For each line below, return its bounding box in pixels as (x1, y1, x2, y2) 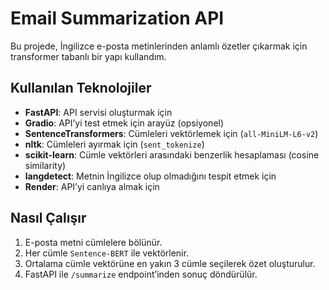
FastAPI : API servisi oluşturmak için (24, 106, 173, 118)
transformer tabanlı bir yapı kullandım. (10, 50, 167, 62)
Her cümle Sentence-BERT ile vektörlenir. (24, 247, 189, 259)
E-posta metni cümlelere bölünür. (24, 236, 163, 248)
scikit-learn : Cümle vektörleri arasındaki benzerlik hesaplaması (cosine (24, 148, 320, 161)
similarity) (24, 159, 67, 171)
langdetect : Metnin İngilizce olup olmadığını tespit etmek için (24, 170, 277, 182)
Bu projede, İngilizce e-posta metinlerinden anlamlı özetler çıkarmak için (10, 40, 308, 52)
